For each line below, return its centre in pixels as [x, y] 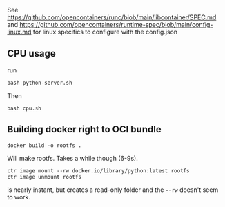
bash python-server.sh [40, 83]
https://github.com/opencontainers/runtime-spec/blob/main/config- [116, 24]
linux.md [19, 32]
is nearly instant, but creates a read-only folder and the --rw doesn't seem [113, 190]
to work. [19, 197]
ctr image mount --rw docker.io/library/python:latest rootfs [98, 171]
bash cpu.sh [24, 108]
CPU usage [32, 53]
